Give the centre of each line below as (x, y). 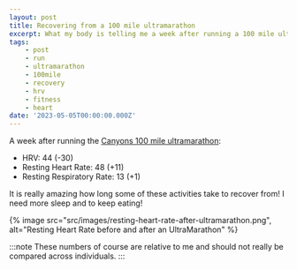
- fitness (43, 99)
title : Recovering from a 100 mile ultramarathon (103, 26)
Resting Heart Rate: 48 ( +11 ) (73, 168)
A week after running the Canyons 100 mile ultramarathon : (115, 141)
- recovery (45, 83)
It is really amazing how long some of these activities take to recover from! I (147, 194)
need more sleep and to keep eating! (76, 203)
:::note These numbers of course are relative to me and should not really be (147, 247)
